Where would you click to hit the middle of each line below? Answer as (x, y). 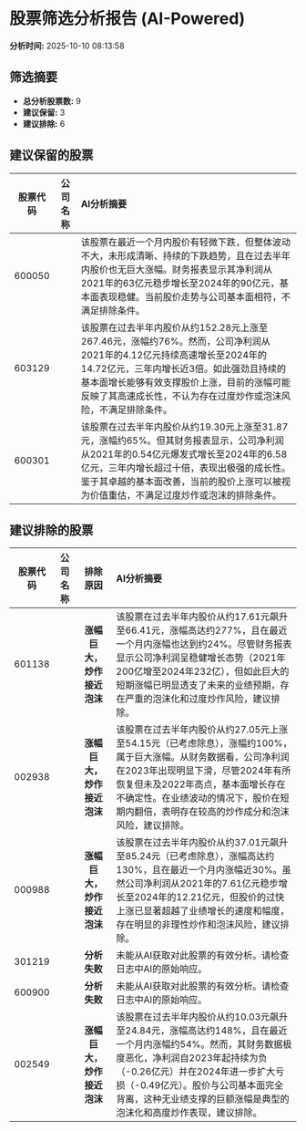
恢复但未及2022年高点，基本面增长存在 (201, 784)
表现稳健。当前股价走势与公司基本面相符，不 (195, 296)
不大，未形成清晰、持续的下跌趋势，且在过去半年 (186, 255)
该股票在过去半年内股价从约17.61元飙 (198, 617)
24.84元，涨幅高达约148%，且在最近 (206, 1031)
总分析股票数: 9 (52, 100)
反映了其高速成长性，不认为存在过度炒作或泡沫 (181, 396)
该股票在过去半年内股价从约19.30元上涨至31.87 (184, 427)
